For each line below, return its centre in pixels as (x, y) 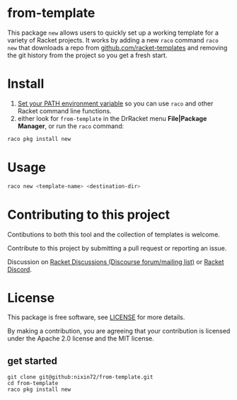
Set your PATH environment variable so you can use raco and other (115, 103)
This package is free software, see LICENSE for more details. (96, 317)
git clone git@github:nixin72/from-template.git (80, 377)
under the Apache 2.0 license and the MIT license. (81, 338)
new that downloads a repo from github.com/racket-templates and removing (117, 47)
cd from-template (33, 384)
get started (33, 361)
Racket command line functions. (64, 110)
